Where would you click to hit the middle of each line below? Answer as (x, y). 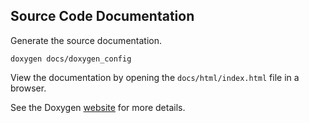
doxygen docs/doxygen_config (71, 59)
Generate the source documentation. (86, 40)
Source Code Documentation (102, 16)
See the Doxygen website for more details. (98, 107)
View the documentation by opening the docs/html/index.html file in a (155, 77)
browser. (28, 88)
